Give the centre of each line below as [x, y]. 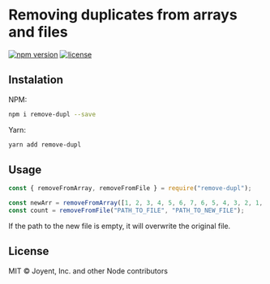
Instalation [36, 80]
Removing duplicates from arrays [123, 15]
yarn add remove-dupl [45, 144]
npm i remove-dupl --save [52, 114]
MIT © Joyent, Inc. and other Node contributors [88, 271]
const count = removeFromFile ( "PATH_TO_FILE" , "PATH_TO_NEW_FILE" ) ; [126, 211]
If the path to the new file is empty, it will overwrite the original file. [120, 226]
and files [38, 32]
